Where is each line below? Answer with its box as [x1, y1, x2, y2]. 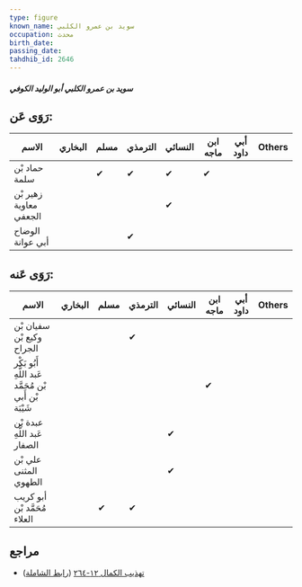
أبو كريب [13, 491, 48, 503]
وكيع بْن [13, 331, 42, 343]
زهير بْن [13, 188, 43, 200]
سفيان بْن [13, 320, 50, 333]
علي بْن [13, 453, 42, 466]
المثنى [13, 465, 38, 477]
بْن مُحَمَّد [13, 379, 47, 392]
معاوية [13, 199, 38, 211]
